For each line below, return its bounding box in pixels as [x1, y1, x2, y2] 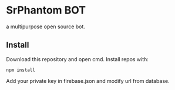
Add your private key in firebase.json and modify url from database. [6, 77, 170, 84]
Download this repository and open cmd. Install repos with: [6, 55, 149, 62]
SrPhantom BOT [6, 4, 86, 17]
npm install [6, 67, 35, 73]
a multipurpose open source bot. [6, 23, 85, 30]
